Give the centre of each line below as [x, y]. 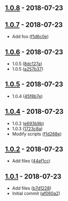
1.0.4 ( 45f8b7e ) [27, 96]
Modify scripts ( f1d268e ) [37, 134]
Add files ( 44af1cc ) [31, 161]
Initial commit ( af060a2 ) [36, 194]
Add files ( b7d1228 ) [32, 188]
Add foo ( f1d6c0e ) [30, 37]
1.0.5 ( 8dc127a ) [27, 64]
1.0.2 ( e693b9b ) [28, 123]
